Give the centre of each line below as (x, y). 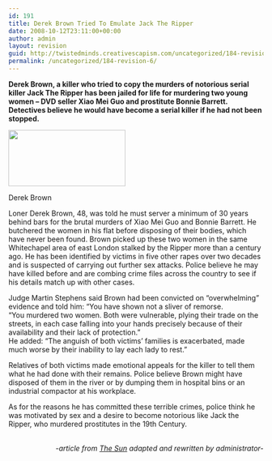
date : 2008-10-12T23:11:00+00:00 (65, 31)
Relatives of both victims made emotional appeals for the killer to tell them (132, 365)
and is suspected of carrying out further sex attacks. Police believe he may (134, 265)
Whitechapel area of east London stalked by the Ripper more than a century (135, 247)
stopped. (24, 118)
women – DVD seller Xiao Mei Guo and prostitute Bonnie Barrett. (118, 101)
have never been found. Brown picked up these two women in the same (128, 239)
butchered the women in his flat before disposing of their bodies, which (127, 230)
